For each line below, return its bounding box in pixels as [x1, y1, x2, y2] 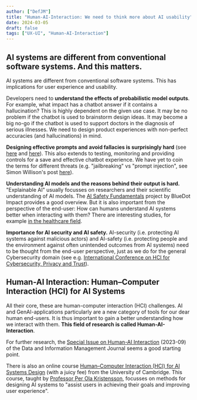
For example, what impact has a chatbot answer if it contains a [6, 101, 157, 108]
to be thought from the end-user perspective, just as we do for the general [6, 248, 186, 255]
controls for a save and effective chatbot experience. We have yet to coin [6, 156, 184, 163]
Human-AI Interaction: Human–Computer [6, 277, 160, 287]
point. [6, 351, 21, 358]
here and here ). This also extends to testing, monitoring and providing [6, 149, 175, 156]
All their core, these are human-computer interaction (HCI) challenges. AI [6, 302, 183, 309]
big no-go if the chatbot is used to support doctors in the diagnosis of [6, 119, 175, 126]
